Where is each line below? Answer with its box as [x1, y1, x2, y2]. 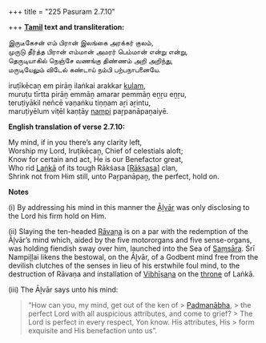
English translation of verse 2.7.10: [8, 122, 126, 131]
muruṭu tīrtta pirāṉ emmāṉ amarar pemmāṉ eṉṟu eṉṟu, [8, 90, 187, 99]
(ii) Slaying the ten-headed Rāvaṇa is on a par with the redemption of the [8, 227, 248, 236]
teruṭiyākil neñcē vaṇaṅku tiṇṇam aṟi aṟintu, [8, 98, 151, 107]
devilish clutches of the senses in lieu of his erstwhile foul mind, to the [8, 260, 240, 270]
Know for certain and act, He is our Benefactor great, [8, 155, 183, 163]
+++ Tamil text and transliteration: [8, 22, 125, 31]
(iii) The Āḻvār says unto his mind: [8, 284, 119, 294]
